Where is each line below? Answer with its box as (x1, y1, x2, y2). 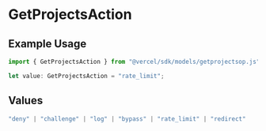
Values (8, 94, 44, 107)
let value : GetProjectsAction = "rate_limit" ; (8, 72, 165, 80)
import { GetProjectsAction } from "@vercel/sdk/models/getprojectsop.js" (8, 58, 260, 65)
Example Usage (8, 37, 87, 51)
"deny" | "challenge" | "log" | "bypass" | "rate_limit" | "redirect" (8, 114, 246, 123)
